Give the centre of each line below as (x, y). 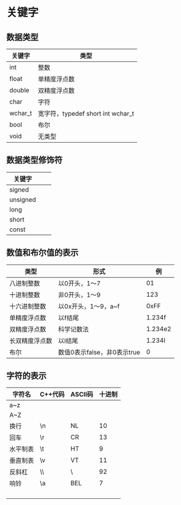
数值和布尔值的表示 (42, 252)
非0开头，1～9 (80, 294)
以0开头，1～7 (80, 283)
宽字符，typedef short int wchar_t (86, 114)
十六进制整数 (28, 306)
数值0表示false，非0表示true (99, 352)
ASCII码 (82, 394)
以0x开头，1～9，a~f (89, 306)
